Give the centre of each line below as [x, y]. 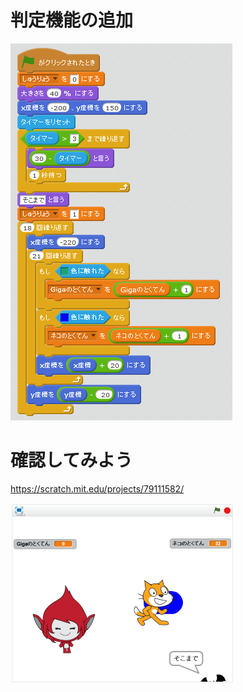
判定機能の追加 [72, 20]
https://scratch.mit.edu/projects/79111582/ [97, 488]
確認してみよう [71, 460]
